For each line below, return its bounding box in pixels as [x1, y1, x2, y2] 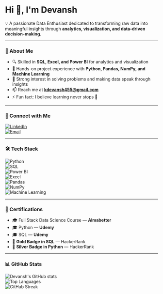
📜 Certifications [5, 206, 43, 213]
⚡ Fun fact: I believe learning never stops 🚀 [12, 94, 98, 100]
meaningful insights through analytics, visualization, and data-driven [5, 26, 146, 31]
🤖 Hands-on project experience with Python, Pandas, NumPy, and [12, 66, 146, 72]
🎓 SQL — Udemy [12, 232, 49, 238]
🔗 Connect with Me [5, 112, 51, 119]
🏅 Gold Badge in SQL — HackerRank [12, 239, 86, 245]
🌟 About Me [5, 47, 33, 54]
